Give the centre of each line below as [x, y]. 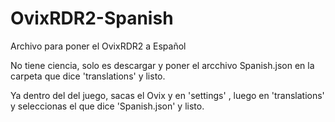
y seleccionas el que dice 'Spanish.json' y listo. [107, 106]
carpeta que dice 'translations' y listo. [88, 76]
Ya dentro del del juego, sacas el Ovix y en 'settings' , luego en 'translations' [167, 95]
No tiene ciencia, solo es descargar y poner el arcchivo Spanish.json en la [162, 65]
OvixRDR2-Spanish [92, 18]
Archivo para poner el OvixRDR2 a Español [98, 46]
